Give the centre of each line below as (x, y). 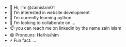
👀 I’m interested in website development (49, 12)
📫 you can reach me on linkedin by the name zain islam (65, 28)
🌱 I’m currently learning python (40, 18)
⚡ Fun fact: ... (23, 40)
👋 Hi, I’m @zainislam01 (32, 7)
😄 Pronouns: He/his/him (34, 35)
